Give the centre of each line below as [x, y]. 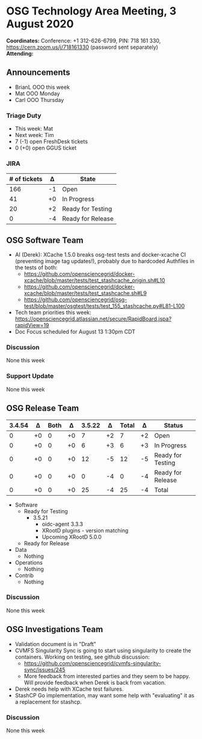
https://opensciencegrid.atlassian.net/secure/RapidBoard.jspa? [93, 319]
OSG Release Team [43, 408]
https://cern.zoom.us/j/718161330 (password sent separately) [82, 47]
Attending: [20, 53]
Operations [29, 562]
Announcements [38, 73]
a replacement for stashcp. [48, 702]
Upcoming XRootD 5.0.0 [72, 537]
